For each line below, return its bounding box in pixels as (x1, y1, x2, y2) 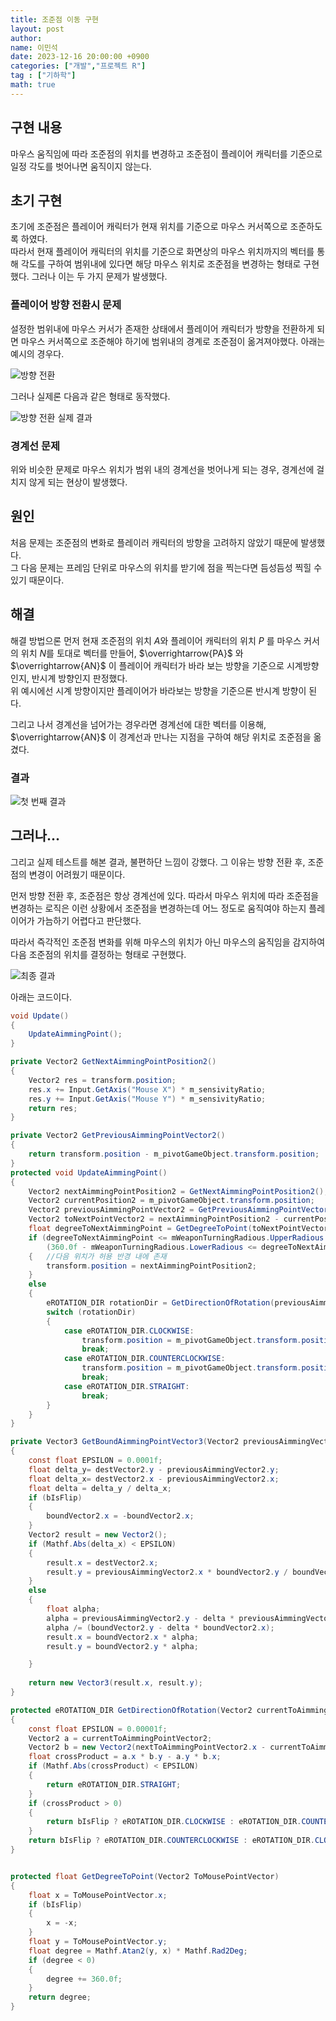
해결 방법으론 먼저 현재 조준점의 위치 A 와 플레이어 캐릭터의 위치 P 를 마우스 (10, 634, 302, 646)
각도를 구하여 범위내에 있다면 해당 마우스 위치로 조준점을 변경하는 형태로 (20, 258, 302, 270)
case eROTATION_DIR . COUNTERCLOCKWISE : (63, 1354, 226, 1364)
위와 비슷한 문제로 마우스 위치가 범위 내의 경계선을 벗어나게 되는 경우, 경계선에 (10, 463, 315, 475)
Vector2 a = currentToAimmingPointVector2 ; (28, 1733, 213, 1743)
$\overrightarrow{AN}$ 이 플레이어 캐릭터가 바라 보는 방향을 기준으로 (10, 659, 285, 671)
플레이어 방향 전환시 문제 (10, 298, 122, 312)
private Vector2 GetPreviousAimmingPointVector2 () (10, 1131, 226, 1141)
